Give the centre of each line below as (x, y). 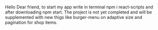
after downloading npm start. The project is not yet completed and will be (79, 12)
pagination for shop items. (31, 22)
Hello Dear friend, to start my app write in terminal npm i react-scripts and (79, 7)
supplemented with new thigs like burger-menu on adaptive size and (74, 17)
